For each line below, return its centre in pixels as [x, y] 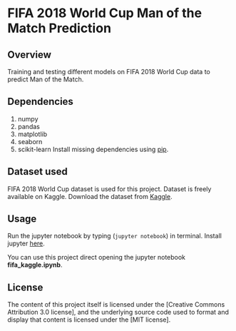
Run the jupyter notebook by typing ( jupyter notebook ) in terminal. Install [115, 236]
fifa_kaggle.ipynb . [35, 265]
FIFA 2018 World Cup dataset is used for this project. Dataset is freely [109, 189]
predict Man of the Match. [46, 79]
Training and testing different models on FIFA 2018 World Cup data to [109, 72]
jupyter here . [26, 243]
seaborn [30, 141]
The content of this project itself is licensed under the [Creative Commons [116, 305]
